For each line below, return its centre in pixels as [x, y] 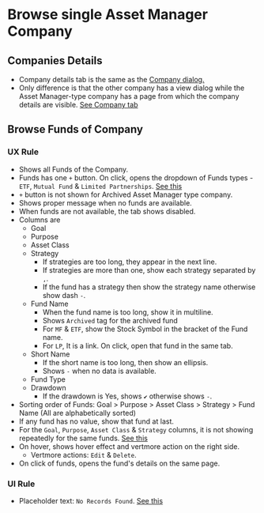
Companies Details [55, 60]
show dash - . [64, 295]
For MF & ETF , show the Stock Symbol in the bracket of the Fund [145, 329]
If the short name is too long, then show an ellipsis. [125, 362]
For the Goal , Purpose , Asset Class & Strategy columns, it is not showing [136, 429]
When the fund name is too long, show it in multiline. [128, 312]
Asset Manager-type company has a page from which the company [129, 96]
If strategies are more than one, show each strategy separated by [149, 270]
